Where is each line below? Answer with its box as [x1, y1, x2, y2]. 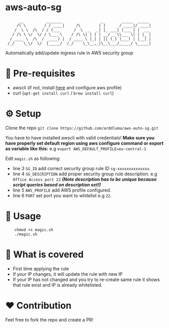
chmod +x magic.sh [14, 227, 53, 232]
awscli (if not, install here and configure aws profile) [12, 84, 122, 90]
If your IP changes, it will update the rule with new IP [12, 271, 123, 277]
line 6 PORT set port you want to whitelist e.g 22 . [12, 192, 112, 198]
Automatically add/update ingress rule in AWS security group [5, 50, 133, 56]
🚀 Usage [5, 210, 41, 222]
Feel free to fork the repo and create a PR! [5, 316, 94, 323]
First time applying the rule [12, 265, 69, 272]
